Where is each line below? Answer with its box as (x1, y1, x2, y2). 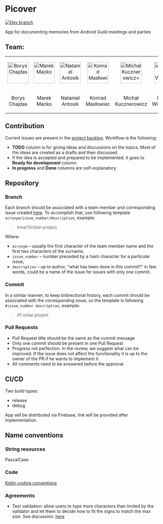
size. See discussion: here (12, 513, 65, 519)
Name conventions (5, 431, 64, 439)
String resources (5, 446, 46, 453)
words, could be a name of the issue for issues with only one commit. (12, 269, 151, 275)
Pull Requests (5, 324, 38, 331)
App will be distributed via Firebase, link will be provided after (5, 412, 129, 418)
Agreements (5, 492, 35, 499)
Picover (5, 3, 37, 15)
